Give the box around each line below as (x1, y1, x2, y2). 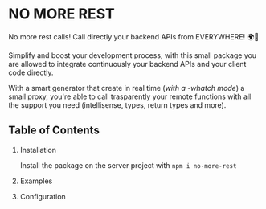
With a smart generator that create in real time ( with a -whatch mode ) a (8, 83, 245, 92)
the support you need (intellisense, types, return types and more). (8, 100, 227, 109)
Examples (19, 176, 53, 186)
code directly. (8, 68, 54, 77)
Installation (19, 145, 57, 154)
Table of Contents (8, 124, 100, 137)
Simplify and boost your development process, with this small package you (8, 50, 257, 60)
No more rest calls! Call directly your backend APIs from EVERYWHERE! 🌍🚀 (8, 31, 260, 41)
